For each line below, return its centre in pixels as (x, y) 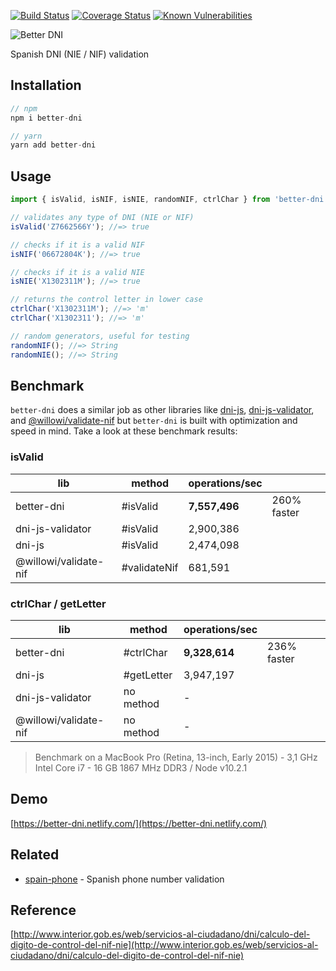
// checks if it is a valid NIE (77, 272)
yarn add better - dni (53, 145)
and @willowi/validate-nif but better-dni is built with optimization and (154, 421)
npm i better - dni (46, 118)
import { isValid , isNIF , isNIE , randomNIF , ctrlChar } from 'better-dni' (169, 200)
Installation (46, 85)
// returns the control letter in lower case (106, 300)
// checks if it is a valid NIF (77, 245)
